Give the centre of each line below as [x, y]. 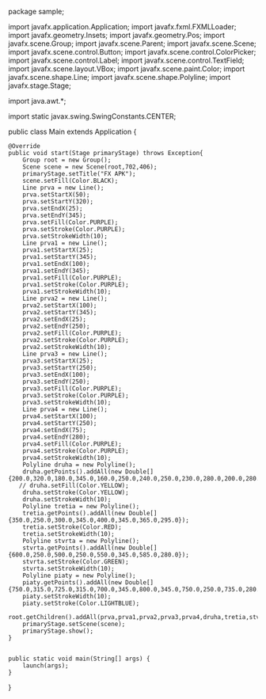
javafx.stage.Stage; [40, 85]
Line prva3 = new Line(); [65, 354]
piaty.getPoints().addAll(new [72, 583]
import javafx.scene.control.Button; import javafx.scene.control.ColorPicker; [132, 52]
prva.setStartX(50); [56, 195]
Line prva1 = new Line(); [65, 243]
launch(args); [46, 666]
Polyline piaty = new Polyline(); [79, 576]
